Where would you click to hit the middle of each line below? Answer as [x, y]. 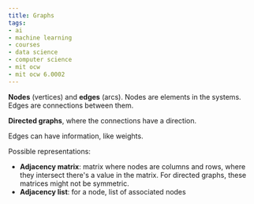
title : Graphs [32, 15]
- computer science [40, 60]
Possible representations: [49, 151]
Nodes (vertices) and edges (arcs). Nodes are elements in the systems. [125, 96]
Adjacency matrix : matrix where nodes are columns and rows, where [133, 166]
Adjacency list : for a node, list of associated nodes [103, 191]
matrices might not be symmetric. [75, 183]
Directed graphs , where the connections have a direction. [103, 120]
